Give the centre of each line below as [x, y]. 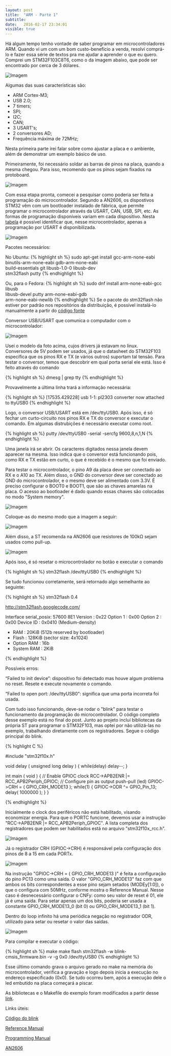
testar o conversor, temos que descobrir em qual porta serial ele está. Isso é [86, 362]
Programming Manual [28, 1038]
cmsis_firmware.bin [26, 957]
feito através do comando [32, 368]
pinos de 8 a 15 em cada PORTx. [39, 854]
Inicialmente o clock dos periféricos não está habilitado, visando [73, 812]
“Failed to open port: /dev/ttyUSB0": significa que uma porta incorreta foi [82, 694]
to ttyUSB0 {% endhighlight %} [38, 403]
